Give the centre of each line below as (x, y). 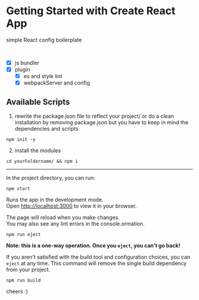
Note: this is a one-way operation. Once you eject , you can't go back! (93, 246)
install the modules (38, 150)
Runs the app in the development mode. (55, 200)
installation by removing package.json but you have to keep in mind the (101, 122)
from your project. (28, 270)
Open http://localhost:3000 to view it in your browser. (72, 206)
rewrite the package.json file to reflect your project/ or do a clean (94, 116)
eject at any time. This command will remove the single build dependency (97, 263)
